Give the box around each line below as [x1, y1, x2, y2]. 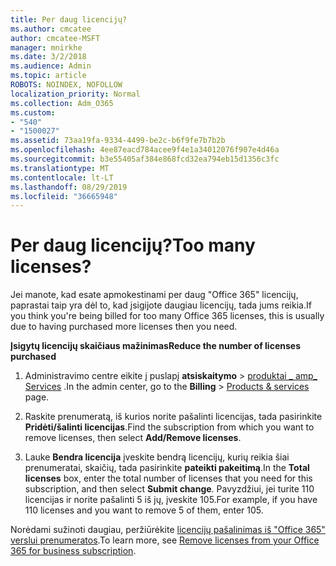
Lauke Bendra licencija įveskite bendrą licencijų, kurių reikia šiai [24, 451, 290, 463]
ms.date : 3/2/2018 [10, 52, 87, 62]
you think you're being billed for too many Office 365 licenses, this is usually [10, 310, 325, 322]
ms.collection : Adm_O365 [10, 98, 114, 108]
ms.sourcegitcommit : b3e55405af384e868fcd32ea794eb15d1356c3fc [10, 154, 280, 164]
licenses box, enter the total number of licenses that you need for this [24, 472, 313, 485]
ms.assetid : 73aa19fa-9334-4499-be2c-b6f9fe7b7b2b [10, 136, 226, 146]
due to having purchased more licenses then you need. [10, 321, 238, 333]
